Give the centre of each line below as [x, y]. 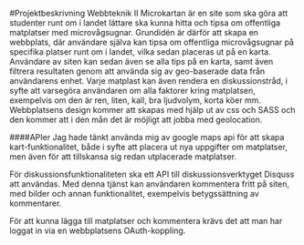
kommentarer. [36, 203]
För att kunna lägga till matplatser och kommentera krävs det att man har [146, 221]
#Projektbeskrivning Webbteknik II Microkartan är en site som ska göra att [149, 13]
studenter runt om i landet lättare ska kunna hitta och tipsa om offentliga [145, 23]
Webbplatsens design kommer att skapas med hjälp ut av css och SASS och [152, 110]
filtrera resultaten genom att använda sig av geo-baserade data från [137, 71]
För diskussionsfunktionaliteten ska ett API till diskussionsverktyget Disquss [152, 174]
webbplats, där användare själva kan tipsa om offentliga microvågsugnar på [152, 42]
